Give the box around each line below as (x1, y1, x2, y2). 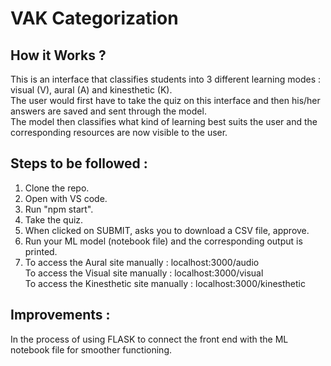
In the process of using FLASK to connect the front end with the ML (10, 333, 289, 345)
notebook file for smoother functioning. (10, 343, 173, 356)
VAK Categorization (10, 7, 179, 30)
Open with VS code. (24, 192, 108, 204)
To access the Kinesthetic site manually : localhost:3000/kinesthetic (24, 277, 306, 289)
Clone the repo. (24, 182, 90, 194)
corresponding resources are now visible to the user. (10, 127, 228, 138)
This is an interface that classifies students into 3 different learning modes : (10, 73, 322, 85)
